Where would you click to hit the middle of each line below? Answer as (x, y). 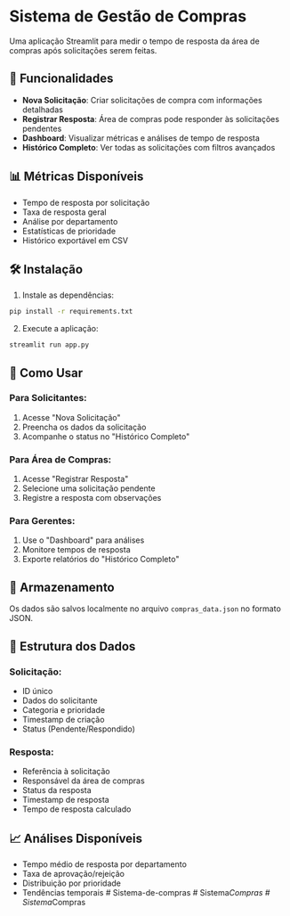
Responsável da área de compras (83, 781)
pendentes (42, 128)
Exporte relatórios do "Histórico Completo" (101, 560)
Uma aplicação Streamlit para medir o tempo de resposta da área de (134, 41)
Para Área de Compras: (60, 459)
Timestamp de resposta (65, 800)
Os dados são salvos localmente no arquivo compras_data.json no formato (145, 609)
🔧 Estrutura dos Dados (72, 646)
